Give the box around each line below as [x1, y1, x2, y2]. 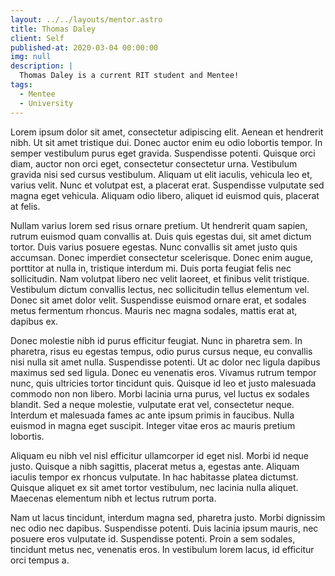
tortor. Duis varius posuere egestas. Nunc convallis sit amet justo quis [10, 241, 298, 253]
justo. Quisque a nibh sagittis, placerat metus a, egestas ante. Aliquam [10, 460, 300, 472]
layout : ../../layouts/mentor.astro [10, 14, 163, 25]
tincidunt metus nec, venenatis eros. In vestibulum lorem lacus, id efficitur [10, 543, 315, 555]
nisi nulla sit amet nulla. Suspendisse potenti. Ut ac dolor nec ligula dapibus [10, 356, 321, 368]
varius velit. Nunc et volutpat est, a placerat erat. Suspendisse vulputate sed [10, 179, 325, 191]
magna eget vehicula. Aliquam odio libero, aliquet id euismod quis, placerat [10, 189, 320, 201]
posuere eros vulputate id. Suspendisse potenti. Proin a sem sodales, [10, 532, 296, 545]
